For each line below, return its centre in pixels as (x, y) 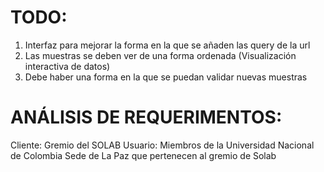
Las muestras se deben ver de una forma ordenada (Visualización (160, 55)
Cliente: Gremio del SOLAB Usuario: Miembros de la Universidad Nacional (162, 145)
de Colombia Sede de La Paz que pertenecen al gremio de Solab (143, 155)
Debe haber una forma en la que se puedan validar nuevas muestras (166, 77)
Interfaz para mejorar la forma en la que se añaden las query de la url (167, 45)
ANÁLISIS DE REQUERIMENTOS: (146, 117)
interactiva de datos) (67, 66)
